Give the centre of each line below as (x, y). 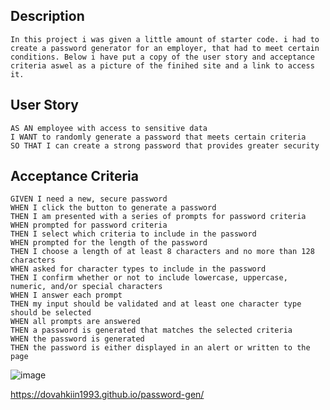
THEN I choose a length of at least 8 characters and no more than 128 (162, 252)
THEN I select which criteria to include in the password (133, 234)
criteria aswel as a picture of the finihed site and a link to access (162, 65)
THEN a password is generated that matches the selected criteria (151, 330)
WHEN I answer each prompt (66, 295)
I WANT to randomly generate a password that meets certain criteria (158, 137)
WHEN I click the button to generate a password (113, 208)
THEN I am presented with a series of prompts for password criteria (158, 217)
